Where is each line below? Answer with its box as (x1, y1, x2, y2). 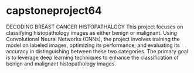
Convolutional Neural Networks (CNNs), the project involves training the (6, 35, 180, 42)
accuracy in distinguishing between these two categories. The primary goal (6, 48, 189, 54)
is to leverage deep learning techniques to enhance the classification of (6, 54, 179, 61)
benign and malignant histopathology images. (6, 60, 116, 67)
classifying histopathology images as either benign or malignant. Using (6, 29, 178, 36)
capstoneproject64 (6, 4, 103, 17)
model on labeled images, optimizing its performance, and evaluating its (6, 42, 180, 49)
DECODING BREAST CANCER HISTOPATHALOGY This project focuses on (6, 23, 183, 30)
